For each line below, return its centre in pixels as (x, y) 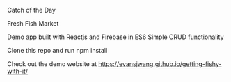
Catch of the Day (31, 10)
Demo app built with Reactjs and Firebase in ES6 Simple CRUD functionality (115, 37)
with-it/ (18, 71)
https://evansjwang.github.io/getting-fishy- (160, 64)
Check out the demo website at (52, 64)
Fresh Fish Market (33, 23)
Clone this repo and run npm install (57, 50)
